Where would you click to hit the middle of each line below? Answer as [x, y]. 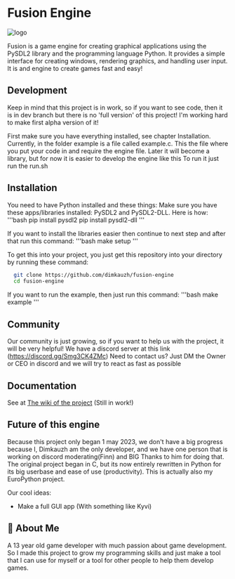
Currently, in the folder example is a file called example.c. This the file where [118, 143]
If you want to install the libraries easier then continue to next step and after [116, 233]
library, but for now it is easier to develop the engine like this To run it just [113, 158]
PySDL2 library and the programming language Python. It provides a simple [116, 53]
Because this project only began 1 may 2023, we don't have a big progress [115, 441]
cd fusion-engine [39, 281]
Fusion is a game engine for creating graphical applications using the [107, 46]
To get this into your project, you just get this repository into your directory [115, 254]
